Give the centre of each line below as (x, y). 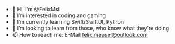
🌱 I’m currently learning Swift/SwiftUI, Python (68, 22)
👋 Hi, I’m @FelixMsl (36, 9)
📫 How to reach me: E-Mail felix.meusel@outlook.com (80, 35)
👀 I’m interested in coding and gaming (59, 15)
